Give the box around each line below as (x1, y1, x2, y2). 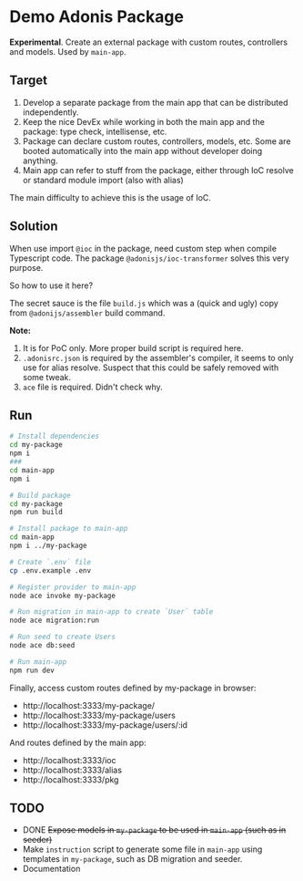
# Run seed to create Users (9, 632, 116, 642)
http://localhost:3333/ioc (22, 754, 116, 765)
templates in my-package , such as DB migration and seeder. (22, 854, 243, 865)
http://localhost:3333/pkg (22, 773, 119, 785)
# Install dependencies (9, 431, 100, 441)
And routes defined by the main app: (9, 737, 147, 748)
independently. (22, 107, 79, 118)
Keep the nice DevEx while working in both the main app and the (22, 116, 266, 127)
